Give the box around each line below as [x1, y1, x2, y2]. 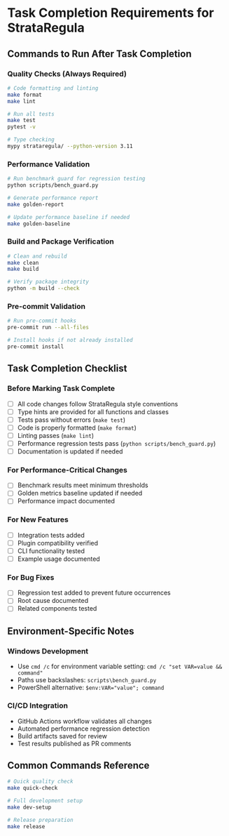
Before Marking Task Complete [7, 384, 116, 394]
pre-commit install [7, 343, 64, 350]
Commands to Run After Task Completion [7, 48, 192, 60]
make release [7, 823, 46, 830]
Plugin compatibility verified [17, 538, 99, 547]
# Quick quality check [7, 778, 74, 785]
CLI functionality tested [17, 546, 85, 555]
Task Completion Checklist [7, 363, 127, 375]
